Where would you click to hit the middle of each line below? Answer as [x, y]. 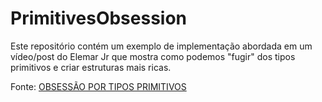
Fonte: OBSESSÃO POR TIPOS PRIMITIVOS [98, 86]
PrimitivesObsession [99, 18]
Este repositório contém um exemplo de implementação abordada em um [161, 46]
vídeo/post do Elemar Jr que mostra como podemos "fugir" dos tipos [153, 56]
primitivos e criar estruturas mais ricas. [91, 67]
